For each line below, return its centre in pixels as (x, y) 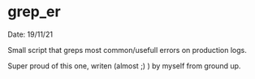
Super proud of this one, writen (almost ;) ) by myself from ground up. (124, 66)
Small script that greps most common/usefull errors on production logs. (127, 50)
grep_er (35, 12)
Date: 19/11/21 (30, 34)
